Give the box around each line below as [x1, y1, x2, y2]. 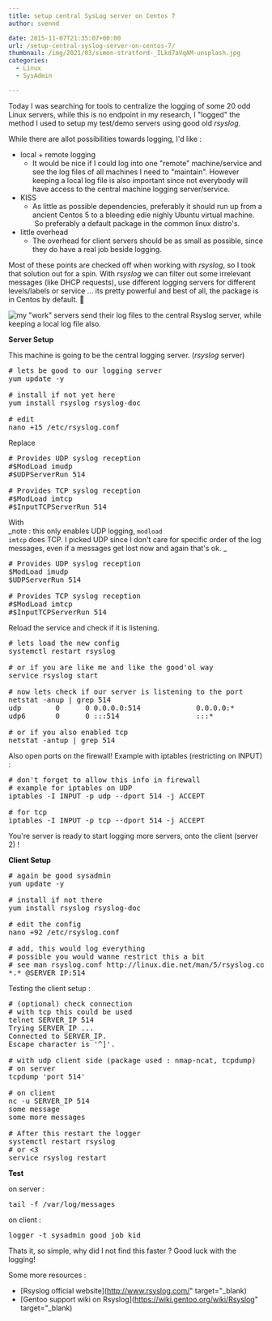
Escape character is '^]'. [8, 1039, 116, 1049]
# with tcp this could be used [8, 1007, 133, 1016]
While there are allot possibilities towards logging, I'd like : [8, 134, 202, 143]
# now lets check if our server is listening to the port [8, 686, 244, 696]
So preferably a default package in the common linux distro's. [34, 218, 240, 228]
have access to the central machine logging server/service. [32, 184, 231, 194]
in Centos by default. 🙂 [8, 294, 85, 304]
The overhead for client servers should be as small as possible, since [32, 236, 263, 246]
